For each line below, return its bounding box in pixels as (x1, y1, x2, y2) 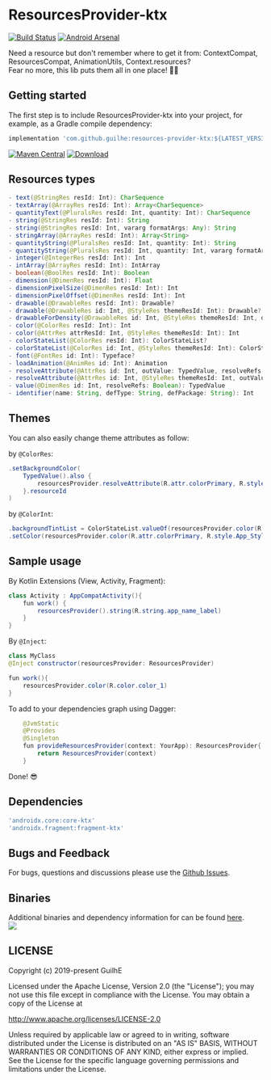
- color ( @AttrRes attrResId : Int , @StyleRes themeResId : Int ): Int (8, 329, 240, 337)
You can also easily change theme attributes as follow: (8, 432, 190, 442)
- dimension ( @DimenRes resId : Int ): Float (8, 276, 153, 285)
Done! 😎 (8, 771, 38, 781)
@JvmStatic (23, 719, 60, 728)
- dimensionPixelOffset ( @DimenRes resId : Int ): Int (8, 291, 186, 300)
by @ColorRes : (8, 449, 54, 458)
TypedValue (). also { (23, 471, 92, 480)
